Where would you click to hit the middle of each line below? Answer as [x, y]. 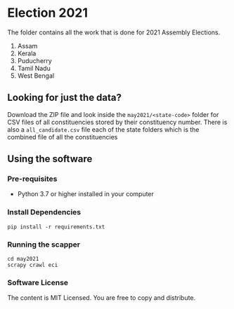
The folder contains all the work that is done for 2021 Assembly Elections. [114, 32]
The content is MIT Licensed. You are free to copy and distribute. [102, 298]
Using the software [50, 159]
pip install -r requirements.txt [56, 227]
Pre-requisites [32, 179]
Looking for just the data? [64, 98]
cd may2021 [23, 259]
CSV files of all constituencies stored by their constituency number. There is [117, 122]
